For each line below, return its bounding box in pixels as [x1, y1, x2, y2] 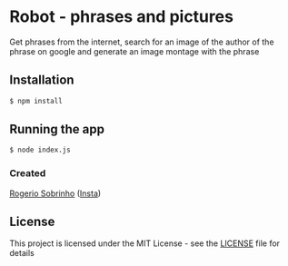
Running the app [9, 122, 104, 137]
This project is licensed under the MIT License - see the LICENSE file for [9, 238, 280, 249]
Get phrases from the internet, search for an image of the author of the [9, 36, 274, 47]
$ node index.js [9, 145, 71, 155]
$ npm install [9, 96, 64, 105]
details [9, 248, 35, 259]
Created [9, 167, 46, 180]
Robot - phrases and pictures [9, 6, 234, 27]
